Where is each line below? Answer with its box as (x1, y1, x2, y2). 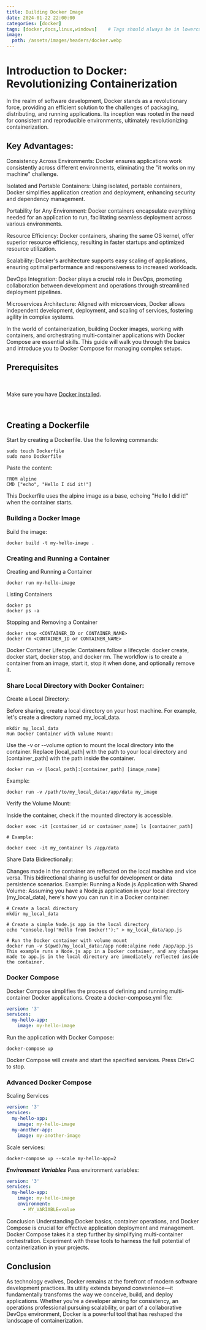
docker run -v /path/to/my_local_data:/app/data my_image (6, 789, 158, 796)
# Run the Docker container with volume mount (6, 938, 128, 944)
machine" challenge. (6, 170, 58, 178)
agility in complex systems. (6, 313, 75, 321)
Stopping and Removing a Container (6, 618, 98, 626)
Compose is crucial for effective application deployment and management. (6, 1224, 195, 1231)
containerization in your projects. (6, 1244, 90, 1251)
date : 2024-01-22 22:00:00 (6, 15, 75, 21)
